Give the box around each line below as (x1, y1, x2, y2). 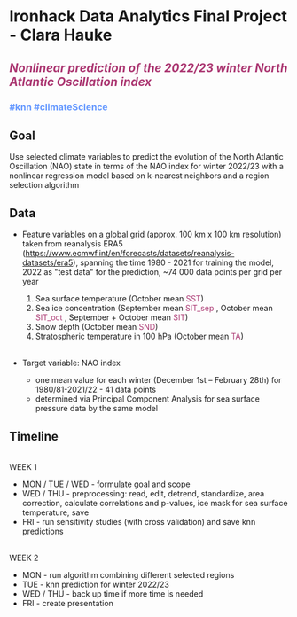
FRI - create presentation (21, 597, 113, 608)
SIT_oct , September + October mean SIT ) (35, 312, 189, 323)
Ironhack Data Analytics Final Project (9, 6, 288, 27)
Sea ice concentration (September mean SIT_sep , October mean (35, 303, 273, 314)
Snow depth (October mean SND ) (35, 322, 159, 332)
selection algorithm (9, 180, 80, 191)
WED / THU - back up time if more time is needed (21, 588, 204, 599)
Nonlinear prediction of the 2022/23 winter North (9, 60, 288, 75)
